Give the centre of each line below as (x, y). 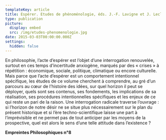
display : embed (25, 28)
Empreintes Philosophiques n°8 (38, 132)
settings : (15, 42)
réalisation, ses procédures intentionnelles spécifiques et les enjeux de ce (80, 97)
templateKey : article (27, 10)
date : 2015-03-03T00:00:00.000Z (38, 37)
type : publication (24, 19)
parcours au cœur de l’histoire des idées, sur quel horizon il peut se (74, 86)
